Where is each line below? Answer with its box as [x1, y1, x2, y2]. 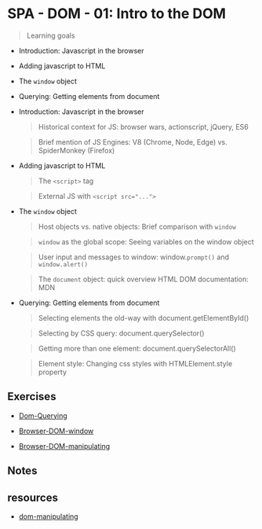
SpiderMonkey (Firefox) [38, 145, 115, 155]
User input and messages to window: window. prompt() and [38, 252, 229, 262]
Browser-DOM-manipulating [18, 441, 111, 450]
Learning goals [26, 31, 75, 40]
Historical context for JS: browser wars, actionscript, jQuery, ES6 [38, 122, 249, 131]
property [38, 367, 67, 377]
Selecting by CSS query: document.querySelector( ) [38, 328, 205, 338]
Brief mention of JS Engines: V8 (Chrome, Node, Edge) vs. [38, 137, 228, 146]
